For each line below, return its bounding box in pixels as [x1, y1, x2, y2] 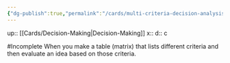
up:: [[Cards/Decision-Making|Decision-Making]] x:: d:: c [7, 29, 168, 37]
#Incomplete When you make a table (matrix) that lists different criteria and [7, 42, 219, 50]
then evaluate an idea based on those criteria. [7, 49, 137, 58]
